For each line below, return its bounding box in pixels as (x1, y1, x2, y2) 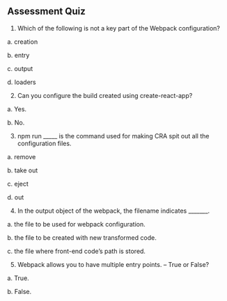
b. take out (7, 166, 38, 174)
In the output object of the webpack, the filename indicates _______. (17, 206, 210, 215)
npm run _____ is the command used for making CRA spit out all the (17, 131, 210, 140)
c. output (7, 64, 33, 72)
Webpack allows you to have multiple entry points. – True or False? (17, 260, 210, 268)
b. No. (7, 118, 25, 127)
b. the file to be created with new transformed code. (7, 233, 157, 242)
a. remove (7, 152, 36, 161)
